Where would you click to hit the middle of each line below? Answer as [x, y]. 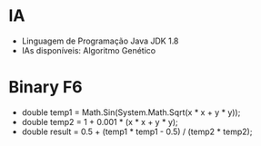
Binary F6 [45, 88]
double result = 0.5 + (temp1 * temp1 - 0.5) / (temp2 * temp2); [137, 131]
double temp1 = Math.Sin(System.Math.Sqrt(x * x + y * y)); [131, 112]
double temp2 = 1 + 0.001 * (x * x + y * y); [100, 122]
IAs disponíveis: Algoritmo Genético [89, 50]
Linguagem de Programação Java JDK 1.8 [100, 41]
